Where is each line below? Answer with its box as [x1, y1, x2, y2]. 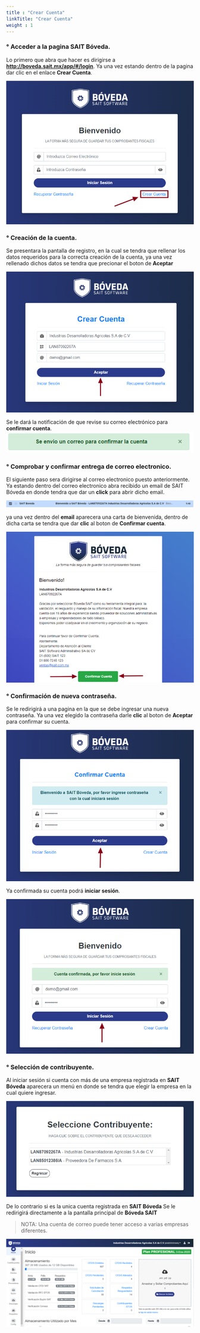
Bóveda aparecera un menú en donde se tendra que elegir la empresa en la [6, 1083, 192, 1090]
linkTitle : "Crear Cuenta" [6, 15, 73, 22]
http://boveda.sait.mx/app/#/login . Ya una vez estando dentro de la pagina [6, 63, 193, 70]
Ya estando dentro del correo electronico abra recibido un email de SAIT [6, 482, 184, 489]
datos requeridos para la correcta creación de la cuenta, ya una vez [6, 253, 173, 261]
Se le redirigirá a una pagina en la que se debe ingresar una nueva [6, 705, 169, 712]
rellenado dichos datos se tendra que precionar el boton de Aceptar [6, 260, 174, 267]
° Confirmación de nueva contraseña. [6, 692, 117, 700]
